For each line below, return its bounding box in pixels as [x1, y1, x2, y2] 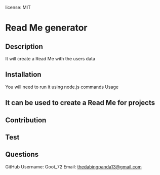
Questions [5, 150, 39, 159]
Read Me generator [5, 22, 88, 33]
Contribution [5, 116, 47, 124]
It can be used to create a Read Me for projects [5, 98, 155, 107]
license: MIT [5, 5, 31, 10]
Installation [5, 71, 42, 79]
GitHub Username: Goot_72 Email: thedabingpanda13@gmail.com [5, 163, 142, 169]
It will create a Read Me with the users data [5, 56, 95, 61]
